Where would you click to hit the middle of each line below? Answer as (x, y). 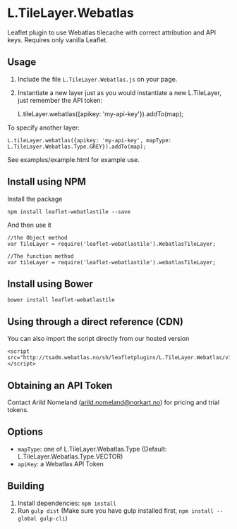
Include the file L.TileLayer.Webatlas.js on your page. (97, 79)
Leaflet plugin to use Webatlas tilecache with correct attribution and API (112, 32)
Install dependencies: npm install (67, 503)
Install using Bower (50, 284)
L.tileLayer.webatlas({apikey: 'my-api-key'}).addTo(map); (101, 113)
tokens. (18, 410)
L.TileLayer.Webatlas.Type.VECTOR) (70, 456)
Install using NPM (47, 182)
